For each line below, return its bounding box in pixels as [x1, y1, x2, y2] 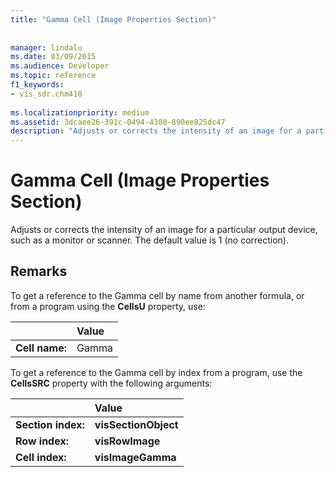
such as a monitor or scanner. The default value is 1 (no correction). [10, 234, 290, 246]
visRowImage [94, 434, 161, 448]
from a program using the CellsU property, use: [10, 300, 206, 312]
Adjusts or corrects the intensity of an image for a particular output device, [10, 224, 318, 236]
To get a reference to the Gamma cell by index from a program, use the [10, 366, 303, 378]
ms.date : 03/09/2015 [10, 52, 97, 62]
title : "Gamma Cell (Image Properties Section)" [10, 14, 217, 25]
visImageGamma [94, 450, 177, 464]
